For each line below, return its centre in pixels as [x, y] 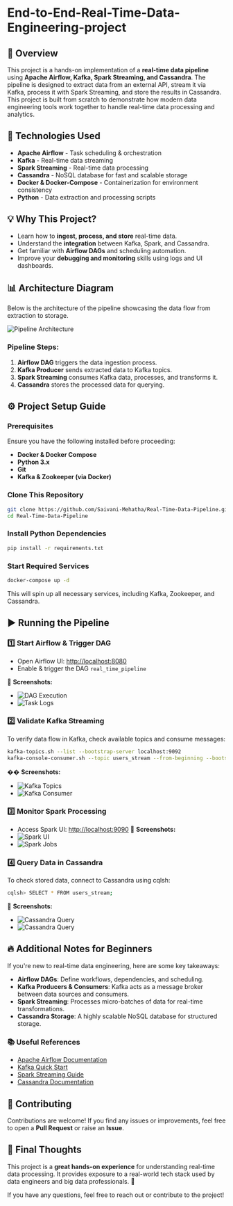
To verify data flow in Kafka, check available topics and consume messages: [116, 739]
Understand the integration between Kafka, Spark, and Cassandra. [113, 243]
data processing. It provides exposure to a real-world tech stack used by [111, 1174]
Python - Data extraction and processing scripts [86, 197]
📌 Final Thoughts [44, 1150]
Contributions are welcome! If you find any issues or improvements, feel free [116, 1120]
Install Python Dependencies [57, 533]
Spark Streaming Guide [51, 1075]
